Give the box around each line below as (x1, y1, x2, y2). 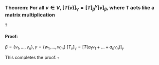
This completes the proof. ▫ (5, 54, 59, 61)
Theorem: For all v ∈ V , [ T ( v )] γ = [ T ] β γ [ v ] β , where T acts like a (5, 3, 155, 12)
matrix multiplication (5, 11, 55, 18)
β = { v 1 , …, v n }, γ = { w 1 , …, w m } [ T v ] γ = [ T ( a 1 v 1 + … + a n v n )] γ (5, 44, 124, 51)
